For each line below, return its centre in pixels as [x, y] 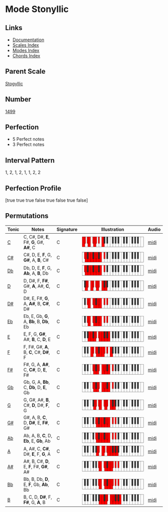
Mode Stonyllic [37, 9]
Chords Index [26, 56]
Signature [67, 230]
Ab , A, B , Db [36, 273]
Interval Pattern [30, 160]
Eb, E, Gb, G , [36, 316]
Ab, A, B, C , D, [38, 435]
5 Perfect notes [28, 139]
